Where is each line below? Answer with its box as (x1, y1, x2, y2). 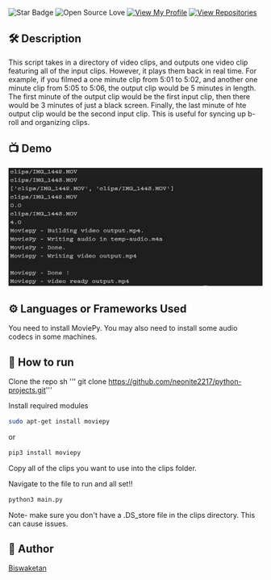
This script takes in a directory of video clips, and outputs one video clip (8, 57, 248, 67)
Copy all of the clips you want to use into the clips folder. (8, 463, 198, 473)
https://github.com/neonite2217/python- (108, 377, 242, 386)
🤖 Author (8, 542, 54, 556)
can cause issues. (8, 519, 69, 528)
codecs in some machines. (8, 332, 98, 342)
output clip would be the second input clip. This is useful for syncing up (8, 109, 246, 119)
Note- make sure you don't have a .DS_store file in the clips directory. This (8, 510, 256, 519)
